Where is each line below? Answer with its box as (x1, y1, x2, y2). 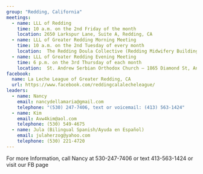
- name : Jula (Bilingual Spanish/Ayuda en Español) (11, 127, 145, 133)
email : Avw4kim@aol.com (17, 115, 77, 121)
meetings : (6, 14, 31, 21)
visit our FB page (6, 161, 49, 168)
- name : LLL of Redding (11, 20, 71, 26)
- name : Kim (11, 110, 42, 116)
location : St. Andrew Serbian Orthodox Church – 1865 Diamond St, (17, 65, 190, 71)
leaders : (6, 88, 28, 94)
